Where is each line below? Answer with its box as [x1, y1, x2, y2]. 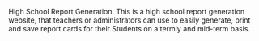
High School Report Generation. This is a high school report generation [8, 7, 245, 16]
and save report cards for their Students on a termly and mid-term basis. [8, 24, 251, 33]
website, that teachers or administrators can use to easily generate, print [8, 15, 251, 25]
